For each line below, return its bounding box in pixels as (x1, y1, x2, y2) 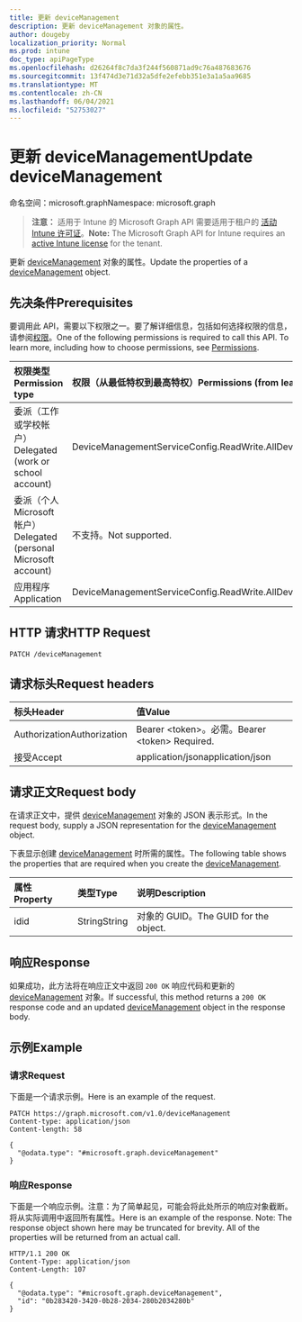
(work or (13, 456, 50, 467)
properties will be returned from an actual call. (9, 1232, 182, 1243)
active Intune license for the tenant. (31, 238, 164, 249)
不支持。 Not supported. (71, 529, 173, 541)
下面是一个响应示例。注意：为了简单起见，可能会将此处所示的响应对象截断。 (9, 1201, 293, 1212)
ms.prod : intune (9, 47, 70, 56)
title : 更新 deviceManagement (9, 13, 120, 23)
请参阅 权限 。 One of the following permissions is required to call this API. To (9, 332, 289, 342)
